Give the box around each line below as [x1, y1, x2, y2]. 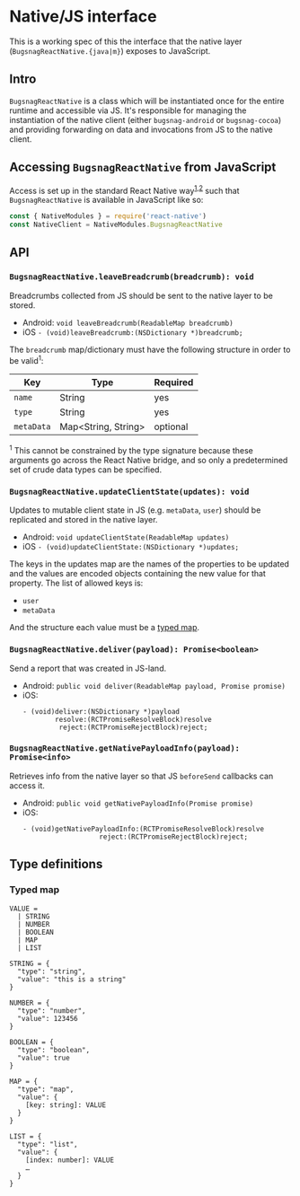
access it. [9, 779, 45, 791]
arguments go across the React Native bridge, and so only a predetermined [9, 454, 288, 465]
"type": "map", [17, 1085, 75, 1094]
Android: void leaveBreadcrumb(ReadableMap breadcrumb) [22, 317, 234, 328]
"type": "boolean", [17, 1045, 91, 1054]
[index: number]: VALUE [25, 1156, 115, 1165]
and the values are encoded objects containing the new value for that [9, 568, 267, 579]
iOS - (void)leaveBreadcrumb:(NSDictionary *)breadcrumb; [22, 326, 243, 338]
